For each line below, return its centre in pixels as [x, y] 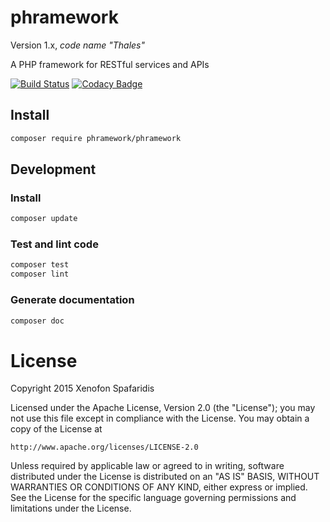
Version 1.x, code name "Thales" [78, 45]
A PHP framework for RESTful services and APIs [110, 64]
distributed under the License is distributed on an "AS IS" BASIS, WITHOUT [165, 477]
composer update [44, 219]
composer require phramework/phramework [96, 138]
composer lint [40, 274]
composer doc [37, 321]
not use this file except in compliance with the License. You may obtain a [160, 418]
